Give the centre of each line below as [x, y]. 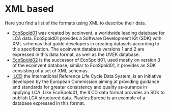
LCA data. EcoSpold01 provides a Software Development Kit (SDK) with [87, 38]
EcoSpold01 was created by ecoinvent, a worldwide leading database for [88, 33]
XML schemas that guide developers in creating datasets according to [86, 43]
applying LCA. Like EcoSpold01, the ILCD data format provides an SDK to [88, 92]
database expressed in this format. [49, 103]
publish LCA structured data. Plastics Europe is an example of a [79, 98]
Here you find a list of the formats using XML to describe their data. [75, 23]
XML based [29, 9]
